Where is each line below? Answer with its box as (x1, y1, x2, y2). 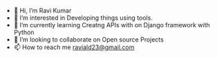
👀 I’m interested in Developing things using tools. (13, 14, 153, 22)
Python (13, 28, 35, 36)
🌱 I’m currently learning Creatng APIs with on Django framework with (13, 21, 210, 29)
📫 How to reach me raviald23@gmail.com (13, 43, 135, 51)
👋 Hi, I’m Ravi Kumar (13, 7, 72, 14)
